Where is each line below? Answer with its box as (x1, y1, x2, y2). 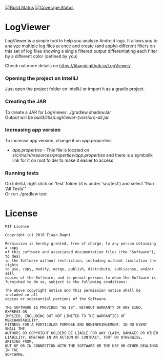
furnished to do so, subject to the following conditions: (5, 280, 128, 285)
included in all (5, 292, 38, 297)
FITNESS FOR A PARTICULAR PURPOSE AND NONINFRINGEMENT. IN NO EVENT (5, 322, 147, 327)
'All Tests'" (5, 186, 27, 192)
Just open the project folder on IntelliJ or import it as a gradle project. (5, 86, 145, 92)
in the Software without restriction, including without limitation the (5, 258, 156, 263)
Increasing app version (5, 127, 61, 133)
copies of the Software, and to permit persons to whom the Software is (5, 275, 156, 280)
